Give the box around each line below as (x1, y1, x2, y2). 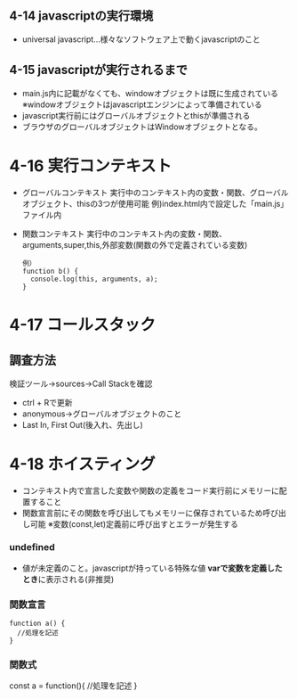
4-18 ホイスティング (9, 454, 156, 474)
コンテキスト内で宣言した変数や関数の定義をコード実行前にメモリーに (21, 485, 280, 496)
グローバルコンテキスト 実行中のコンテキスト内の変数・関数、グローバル (21, 186, 289, 198)
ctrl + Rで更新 (21, 397, 73, 407)
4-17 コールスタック (9, 315, 157, 334)
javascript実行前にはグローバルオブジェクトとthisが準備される (21, 110, 251, 120)
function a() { (9, 619, 66, 629)
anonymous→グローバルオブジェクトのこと (21, 408, 182, 419)
